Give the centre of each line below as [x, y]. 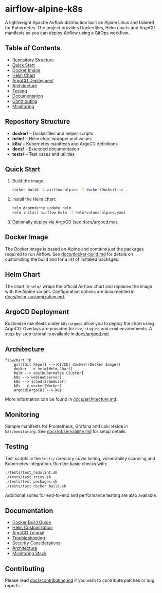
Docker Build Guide [31, 522]
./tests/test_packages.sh [31, 482]
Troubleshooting [28, 538]
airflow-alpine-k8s [44, 9]
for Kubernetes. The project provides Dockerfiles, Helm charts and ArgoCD [80, 27]
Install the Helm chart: [34, 199]
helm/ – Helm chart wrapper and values [52, 138]
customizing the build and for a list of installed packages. [62, 259]
